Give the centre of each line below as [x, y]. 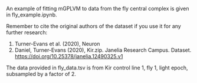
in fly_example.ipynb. [32, 15]
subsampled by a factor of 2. [41, 74]
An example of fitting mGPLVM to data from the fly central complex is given [98, 9]
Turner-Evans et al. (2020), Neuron [57, 44]
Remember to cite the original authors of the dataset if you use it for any [93, 26]
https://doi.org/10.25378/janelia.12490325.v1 [69, 56]
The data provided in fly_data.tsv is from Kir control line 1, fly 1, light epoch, [97, 68]
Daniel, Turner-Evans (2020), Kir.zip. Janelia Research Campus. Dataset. [103, 50]
